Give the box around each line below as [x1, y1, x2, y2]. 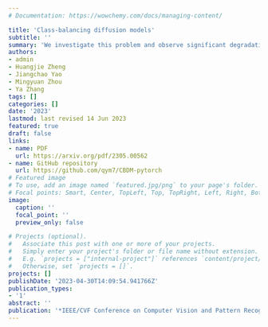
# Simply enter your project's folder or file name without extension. [8, 247, 259, 255]
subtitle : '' [8, 33, 52, 41]
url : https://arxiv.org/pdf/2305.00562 [15, 152, 148, 160]
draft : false [8, 130, 52, 138]
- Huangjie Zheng [8, 63, 66, 72]
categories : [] [8, 100, 59, 108]
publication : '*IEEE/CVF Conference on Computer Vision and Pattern [8, 307, 241, 315]
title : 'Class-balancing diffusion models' [8, 25, 156, 34]
